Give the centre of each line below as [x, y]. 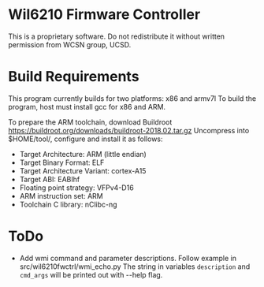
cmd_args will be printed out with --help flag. [91, 274]
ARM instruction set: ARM [61, 196]
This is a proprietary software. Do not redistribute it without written [117, 36]
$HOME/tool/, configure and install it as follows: [86, 139]
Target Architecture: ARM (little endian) [83, 154]
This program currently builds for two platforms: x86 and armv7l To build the [132, 98]
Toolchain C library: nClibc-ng [68, 204]
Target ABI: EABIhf [50, 179]
